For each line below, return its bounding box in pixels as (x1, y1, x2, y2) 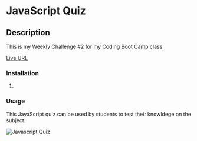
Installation (6, 69, 40, 77)
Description (6, 28, 50, 38)
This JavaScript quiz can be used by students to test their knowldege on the (6, 110, 192, 117)
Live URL (6, 55, 28, 61)
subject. (6, 116, 26, 124)
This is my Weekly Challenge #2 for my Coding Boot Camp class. (6, 43, 164, 50)
